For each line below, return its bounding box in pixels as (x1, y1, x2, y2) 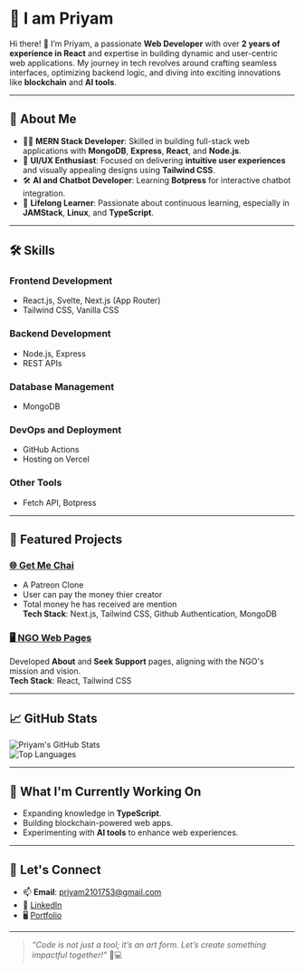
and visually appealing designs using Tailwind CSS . (22, 164, 215, 175)
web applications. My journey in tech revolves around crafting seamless (9, 57, 278, 68)
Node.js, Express (22, 348, 86, 359)
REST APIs (22, 357, 62, 368)
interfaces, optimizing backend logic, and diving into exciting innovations (9, 67, 281, 78)
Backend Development (9, 327, 111, 340)
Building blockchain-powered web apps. (22, 818, 174, 829)
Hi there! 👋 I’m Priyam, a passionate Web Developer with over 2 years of (9, 38, 280, 49)
